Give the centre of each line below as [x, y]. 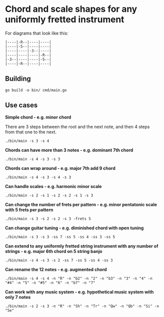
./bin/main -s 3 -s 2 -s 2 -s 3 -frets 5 [48, 219]
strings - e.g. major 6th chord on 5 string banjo [54, 251]
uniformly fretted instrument [65, 19]
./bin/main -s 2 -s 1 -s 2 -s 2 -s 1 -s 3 [49, 195]
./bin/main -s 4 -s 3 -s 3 [33, 159]
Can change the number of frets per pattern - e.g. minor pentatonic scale [81, 204]
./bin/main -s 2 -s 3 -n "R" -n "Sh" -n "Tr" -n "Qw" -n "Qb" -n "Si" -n [82, 306]
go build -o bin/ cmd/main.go [36, 90]
